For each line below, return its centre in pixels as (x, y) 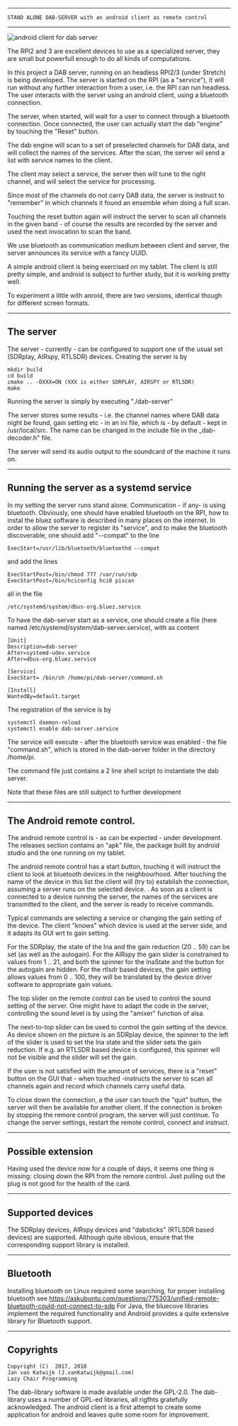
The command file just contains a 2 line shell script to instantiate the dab (113, 770)
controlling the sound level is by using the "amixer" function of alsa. (106, 1013)
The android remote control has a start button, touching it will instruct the (114, 867)
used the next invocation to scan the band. (70, 232)
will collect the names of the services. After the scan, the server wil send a (116, 153)
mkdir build (25, 370)
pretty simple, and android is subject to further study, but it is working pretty (119, 274)
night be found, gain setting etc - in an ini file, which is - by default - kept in (117, 422)
